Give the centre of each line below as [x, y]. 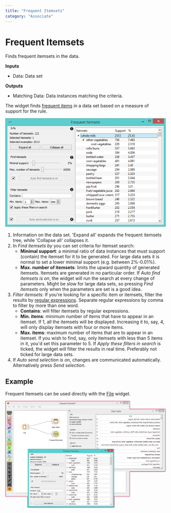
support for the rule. [26, 111]
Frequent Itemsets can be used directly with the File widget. [68, 394]
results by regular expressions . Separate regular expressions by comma [88, 300]
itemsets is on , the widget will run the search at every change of [88, 278]
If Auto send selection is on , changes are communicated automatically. [87, 360]
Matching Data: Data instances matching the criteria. [68, 96]
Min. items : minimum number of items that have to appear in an [87, 317]
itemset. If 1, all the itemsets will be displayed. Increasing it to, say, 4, [92, 322]
